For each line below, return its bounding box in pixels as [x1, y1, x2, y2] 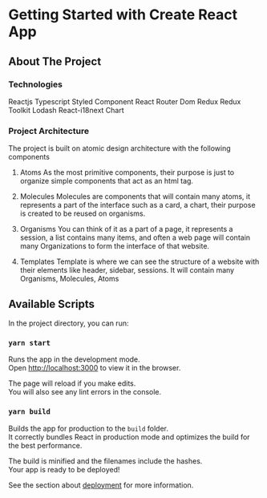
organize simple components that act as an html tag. [19, 176, 194, 186]
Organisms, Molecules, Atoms [19, 274, 119, 284]
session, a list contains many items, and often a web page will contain [19, 233, 251, 242]
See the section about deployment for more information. [8, 480, 194, 490]
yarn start [8, 338, 51, 347]
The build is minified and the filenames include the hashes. [8, 455, 203, 466]
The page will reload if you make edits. [8, 379, 136, 388]
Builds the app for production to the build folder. [8, 423, 169, 433]
